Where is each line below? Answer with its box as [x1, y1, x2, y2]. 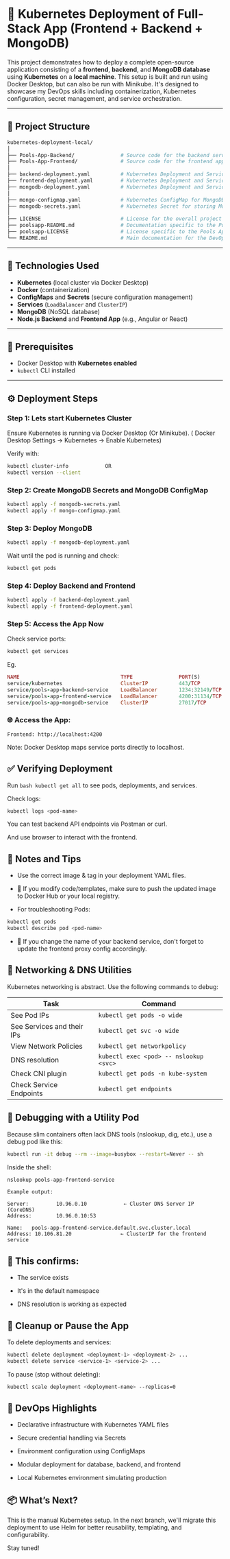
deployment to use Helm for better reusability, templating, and [7, 1523, 182, 1532]
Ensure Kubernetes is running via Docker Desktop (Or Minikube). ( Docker [7, 429, 216, 438]
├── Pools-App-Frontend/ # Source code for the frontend [7, 158, 213, 165]
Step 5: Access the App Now [7, 619, 104, 628]
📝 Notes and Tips [7, 853, 81, 865]
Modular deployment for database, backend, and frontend [16, 1460, 181, 1468]
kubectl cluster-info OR [7, 463, 112, 470]
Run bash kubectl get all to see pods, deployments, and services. [7, 781, 197, 789]
